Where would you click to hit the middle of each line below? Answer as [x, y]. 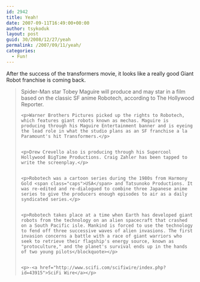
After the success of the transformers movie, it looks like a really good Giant [100, 73]
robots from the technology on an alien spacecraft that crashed [104, 220]
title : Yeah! [22, 17]
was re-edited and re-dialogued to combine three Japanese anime [104, 189]
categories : [21, 51]
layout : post [22, 34]
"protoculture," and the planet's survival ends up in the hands [104, 247]
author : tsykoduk [28, 28]
